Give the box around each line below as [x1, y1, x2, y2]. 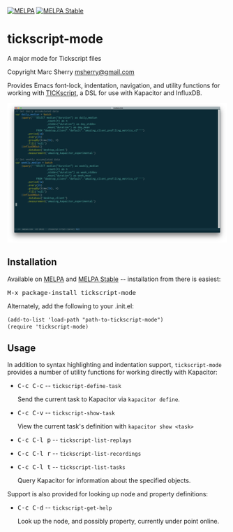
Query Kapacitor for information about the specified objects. [17, 476, 191, 485]
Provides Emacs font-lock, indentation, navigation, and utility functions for [7, 81, 220, 89]
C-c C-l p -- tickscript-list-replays [17, 436, 133, 444]
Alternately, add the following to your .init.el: [7, 301, 134, 310]
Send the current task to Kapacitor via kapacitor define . [17, 395, 180, 403]
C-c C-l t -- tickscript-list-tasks [17, 463, 126, 471]
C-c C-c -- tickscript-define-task [17, 382, 122, 390]
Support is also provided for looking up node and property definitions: [7, 490, 208, 498]
